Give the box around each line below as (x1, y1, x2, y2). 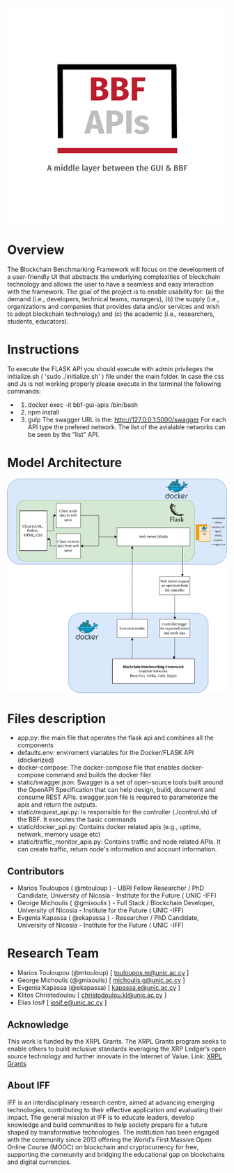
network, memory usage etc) (17, 830, 101, 839)
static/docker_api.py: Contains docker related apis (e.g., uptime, (17, 823, 201, 831)
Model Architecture (7, 455, 123, 470)
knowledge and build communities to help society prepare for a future (7, 1121, 208, 1129)
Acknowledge (7, 1019, 69, 1030)
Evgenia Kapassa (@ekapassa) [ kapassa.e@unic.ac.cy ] (17, 984, 181, 992)
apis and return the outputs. (17, 800, 97, 809)
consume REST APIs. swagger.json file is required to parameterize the (17, 793, 219, 802)
